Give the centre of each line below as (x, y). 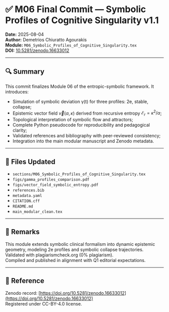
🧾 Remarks (22, 232)
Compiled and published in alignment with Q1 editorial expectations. (75, 260)
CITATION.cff (26, 201)
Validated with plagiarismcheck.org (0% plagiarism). (59, 255)
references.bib (28, 190)
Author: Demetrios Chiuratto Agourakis (46, 39)
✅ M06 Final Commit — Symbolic (76, 9)
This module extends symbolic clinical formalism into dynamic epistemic (80, 244)
